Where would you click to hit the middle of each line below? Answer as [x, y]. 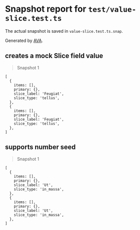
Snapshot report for [46, 9]
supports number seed [41, 147]
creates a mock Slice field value [54, 56]
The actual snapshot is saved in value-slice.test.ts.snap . [64, 31]
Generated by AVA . [24, 41]
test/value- [112, 10]
